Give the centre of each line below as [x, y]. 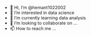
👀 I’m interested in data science [42, 13]
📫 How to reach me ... [33, 28]
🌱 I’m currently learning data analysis [48, 18]
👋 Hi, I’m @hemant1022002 [38, 8]
